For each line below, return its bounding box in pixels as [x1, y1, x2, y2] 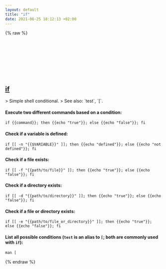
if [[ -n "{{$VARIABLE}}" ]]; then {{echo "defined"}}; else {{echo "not [5, 142, 162, 147]
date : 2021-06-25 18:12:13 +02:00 [5, 16, 77, 21]
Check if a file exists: [5, 157, 50, 163]
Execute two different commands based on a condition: [5, 109, 122, 115]
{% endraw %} [5, 259, 36, 265]
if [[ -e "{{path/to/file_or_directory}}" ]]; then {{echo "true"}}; [5, 219, 153, 224]
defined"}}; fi [5, 146, 37, 151]
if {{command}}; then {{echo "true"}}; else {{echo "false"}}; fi [5, 120, 146, 126]
